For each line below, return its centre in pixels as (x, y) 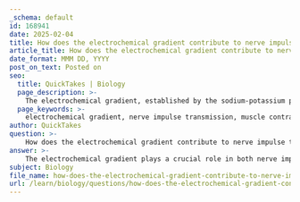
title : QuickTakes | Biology (71, 84)
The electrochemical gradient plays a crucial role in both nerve (151, 159)
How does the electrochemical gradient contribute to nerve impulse (155, 142)
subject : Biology (42, 167)
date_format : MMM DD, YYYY (59, 59)
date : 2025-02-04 (42, 34)
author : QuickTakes (46, 126)
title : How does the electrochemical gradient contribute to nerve (137, 42)
